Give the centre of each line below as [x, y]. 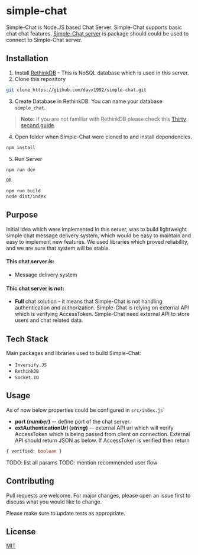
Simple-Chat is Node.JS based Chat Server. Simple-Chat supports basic [94, 27]
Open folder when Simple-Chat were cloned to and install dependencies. [103, 137]
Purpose [22, 215]
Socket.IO [27, 378]
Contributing [30, 481]
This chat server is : [30, 262]
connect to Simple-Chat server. [44, 40]
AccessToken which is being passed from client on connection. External [102, 434]
